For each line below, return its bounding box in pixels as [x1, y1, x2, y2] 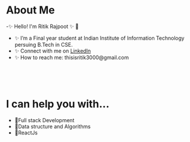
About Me [6, 4, 55, 17]
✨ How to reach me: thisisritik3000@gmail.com [14, 54, 129, 61]
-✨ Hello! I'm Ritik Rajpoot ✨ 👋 [6, 23, 79, 30]
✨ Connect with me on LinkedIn [14, 47, 91, 54]
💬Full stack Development [14, 116, 75, 123]
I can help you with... [6, 98, 110, 111]
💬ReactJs [14, 129, 38, 136]
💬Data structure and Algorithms [14, 123, 91, 130]
